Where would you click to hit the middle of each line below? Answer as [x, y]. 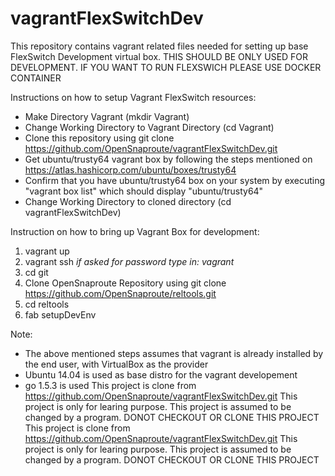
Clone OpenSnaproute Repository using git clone [125, 283]
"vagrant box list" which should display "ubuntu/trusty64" [144, 191]
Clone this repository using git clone [99, 138]
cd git [36, 272]
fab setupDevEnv [60, 314]
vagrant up [47, 251]
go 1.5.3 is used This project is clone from [110, 385]
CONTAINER [36, 78]
